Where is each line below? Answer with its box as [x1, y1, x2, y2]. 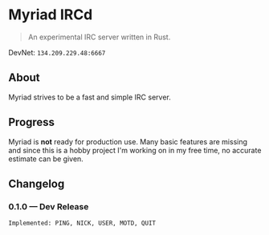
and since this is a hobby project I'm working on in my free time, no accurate [8, 145, 262, 155]
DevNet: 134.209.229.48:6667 [8, 47, 106, 57]
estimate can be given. [8, 154, 84, 164]
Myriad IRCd [8, 6, 93, 24]
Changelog [8, 176, 65, 190]
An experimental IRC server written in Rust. [27, 32, 171, 42]
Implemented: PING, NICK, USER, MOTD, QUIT [8, 219, 157, 228]
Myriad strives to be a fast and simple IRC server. [8, 92, 171, 102]
